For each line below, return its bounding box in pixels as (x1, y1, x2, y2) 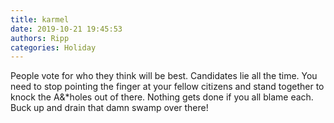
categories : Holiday (10, 42, 97, 53)
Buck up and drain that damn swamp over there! (10, 102, 209, 114)
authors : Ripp (10, 33, 70, 43)
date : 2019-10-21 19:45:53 (10, 24, 123, 34)
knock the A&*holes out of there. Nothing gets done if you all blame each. (10, 91, 314, 103)
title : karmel (10, 14, 70, 25)
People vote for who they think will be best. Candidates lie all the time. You (10, 70, 318, 82)
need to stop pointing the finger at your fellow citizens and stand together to (10, 81, 325, 93)
